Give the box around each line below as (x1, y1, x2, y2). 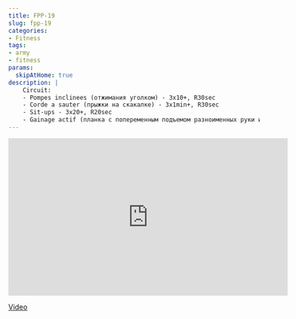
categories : (8, 26, 48, 34)
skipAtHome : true (15, 71, 73, 79)
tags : (8, 42, 26, 50)
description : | (8, 78, 59, 86)
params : (8, 64, 34, 72)
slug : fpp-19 (8, 19, 52, 27)
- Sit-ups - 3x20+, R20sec (22, 109, 112, 117)
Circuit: (22, 86, 52, 94)
